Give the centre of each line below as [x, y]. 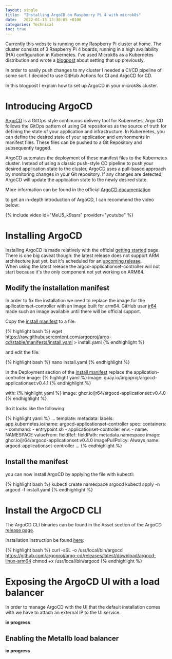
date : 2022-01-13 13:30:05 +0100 [43, 20]
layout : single [22, 10]
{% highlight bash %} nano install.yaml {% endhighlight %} [68, 362]
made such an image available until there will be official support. [73, 311]
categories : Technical [30, 24]
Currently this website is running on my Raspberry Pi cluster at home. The [83, 44]
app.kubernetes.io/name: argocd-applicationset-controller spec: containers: [86, 424]
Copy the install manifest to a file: [41, 321]
